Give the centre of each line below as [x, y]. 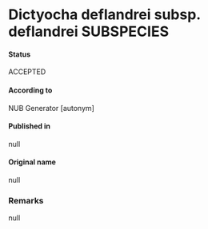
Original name [32, 162]
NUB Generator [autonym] [51, 108]
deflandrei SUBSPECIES [89, 32]
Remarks [26, 200]
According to [30, 90]
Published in [29, 126]
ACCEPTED [27, 72]
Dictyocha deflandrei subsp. [105, 15]
